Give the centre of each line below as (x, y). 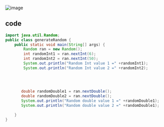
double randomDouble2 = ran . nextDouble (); (67, 96)
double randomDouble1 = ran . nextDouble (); (67, 91)
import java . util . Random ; (32, 35)
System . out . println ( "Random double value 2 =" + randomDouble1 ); (90, 105)
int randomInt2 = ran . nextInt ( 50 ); (61, 59)
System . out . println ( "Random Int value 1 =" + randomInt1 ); (86, 63)
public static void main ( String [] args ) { (60, 45)
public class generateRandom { (38, 40)
